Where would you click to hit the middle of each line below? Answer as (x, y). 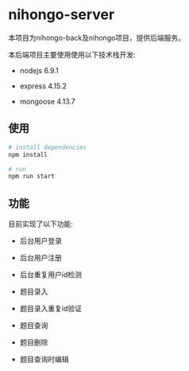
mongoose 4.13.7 (47, 101)
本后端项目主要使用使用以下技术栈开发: (72, 54)
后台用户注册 (40, 258)
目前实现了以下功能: (41, 224)
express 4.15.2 (43, 86)
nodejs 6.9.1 (39, 70)
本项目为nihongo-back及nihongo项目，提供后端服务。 (96, 37)
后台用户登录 (40, 241)
